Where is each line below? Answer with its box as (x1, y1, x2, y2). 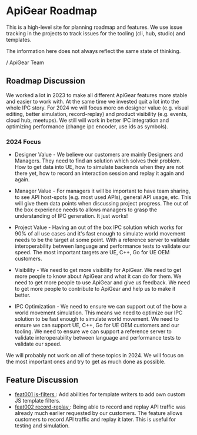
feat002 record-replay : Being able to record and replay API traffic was (14, 403, 186, 410)
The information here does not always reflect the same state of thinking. (6, 47, 181, 54)
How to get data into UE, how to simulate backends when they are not (14, 164, 184, 171)
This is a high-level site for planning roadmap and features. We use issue (6, 24, 183, 31)
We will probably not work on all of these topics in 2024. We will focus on (6, 352, 184, 359)
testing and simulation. (14, 422, 70, 429)
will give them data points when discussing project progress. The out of (14, 200, 189, 207)
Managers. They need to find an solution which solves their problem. (14, 157, 181, 164)
